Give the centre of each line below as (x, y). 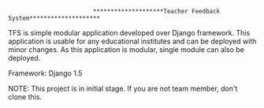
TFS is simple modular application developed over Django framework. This (129, 33)
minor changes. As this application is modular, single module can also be (126, 50)
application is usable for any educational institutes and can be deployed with (132, 41)
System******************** (54, 18)
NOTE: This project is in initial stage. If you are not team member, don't (123, 88)
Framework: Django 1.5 (45, 73)
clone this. (25, 97)
